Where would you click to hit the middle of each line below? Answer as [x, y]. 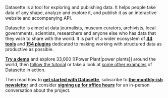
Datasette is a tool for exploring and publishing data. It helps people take [81, 7]
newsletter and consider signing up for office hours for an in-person [77, 85]
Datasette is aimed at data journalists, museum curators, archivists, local [80, 28]
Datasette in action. [25, 70]
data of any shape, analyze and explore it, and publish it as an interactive [81, 13]
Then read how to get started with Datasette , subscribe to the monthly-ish [84, 80]
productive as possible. [30, 49]
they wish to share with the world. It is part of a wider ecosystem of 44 [79, 38]
